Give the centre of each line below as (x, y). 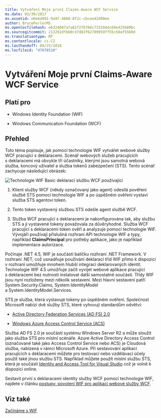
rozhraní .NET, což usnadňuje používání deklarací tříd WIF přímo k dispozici (80, 259)
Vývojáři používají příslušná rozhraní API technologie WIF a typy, (76, 234)
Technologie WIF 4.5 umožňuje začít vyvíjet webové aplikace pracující (75, 269)
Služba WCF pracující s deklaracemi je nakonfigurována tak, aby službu (83, 219)
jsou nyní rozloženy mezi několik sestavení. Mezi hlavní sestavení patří (75, 280)
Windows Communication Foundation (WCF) (56, 123)
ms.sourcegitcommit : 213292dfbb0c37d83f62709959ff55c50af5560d (70, 32)
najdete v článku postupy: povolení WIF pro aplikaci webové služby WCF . (78, 384)
